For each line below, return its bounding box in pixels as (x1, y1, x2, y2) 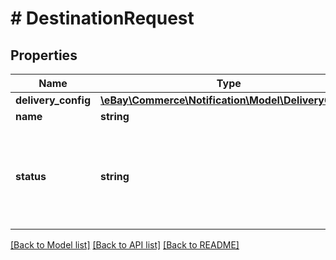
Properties (10, 47, 78, 64)
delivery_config (15, 93, 92, 107)
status (15, 170, 47, 183)
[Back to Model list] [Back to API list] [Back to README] (10, 239, 240, 251)
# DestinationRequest (10, 7, 195, 30)
